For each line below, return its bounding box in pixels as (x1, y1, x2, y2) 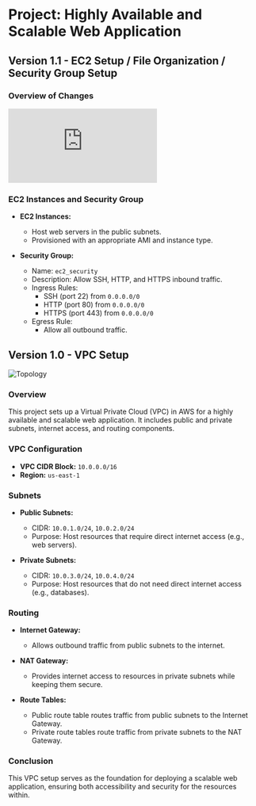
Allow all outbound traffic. (43, 325, 128, 334)
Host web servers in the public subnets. (31, 227, 162, 237)
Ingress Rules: (31, 283, 78, 292)
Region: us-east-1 (19, 470, 81, 479)
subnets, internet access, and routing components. (8, 424, 175, 434)
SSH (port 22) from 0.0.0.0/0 (43, 292, 140, 301)
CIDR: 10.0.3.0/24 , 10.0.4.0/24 (31, 571, 135, 580)
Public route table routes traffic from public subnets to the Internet (31, 711, 248, 720)
